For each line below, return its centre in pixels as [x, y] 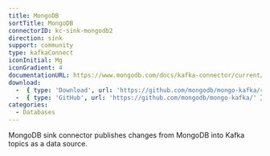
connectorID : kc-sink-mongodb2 [61, 30]
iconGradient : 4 [35, 68]
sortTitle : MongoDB [41, 23]
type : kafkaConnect [41, 53]
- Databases [36, 113]
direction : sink [35, 38]
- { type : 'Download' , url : [64, 90]
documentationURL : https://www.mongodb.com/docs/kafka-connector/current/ [136, 75]
